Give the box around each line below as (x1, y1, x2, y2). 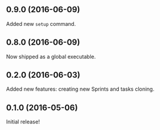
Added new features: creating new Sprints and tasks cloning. (6, 85, 155, 93)
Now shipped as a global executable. (6, 53, 96, 60)
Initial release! (6, 118, 40, 125)
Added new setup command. (6, 20, 76, 27)
